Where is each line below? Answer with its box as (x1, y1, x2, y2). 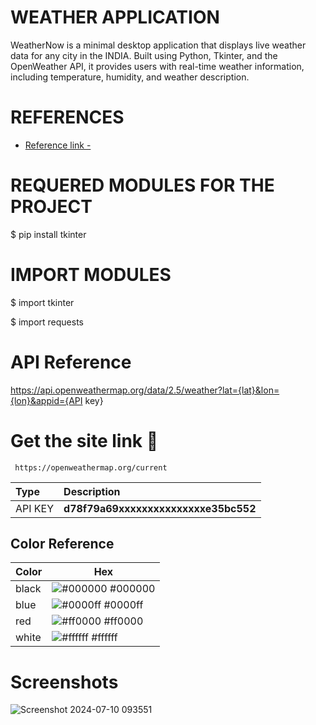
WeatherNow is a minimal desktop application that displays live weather (10, 39, 307, 51)
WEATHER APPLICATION (10, 6, 220, 29)
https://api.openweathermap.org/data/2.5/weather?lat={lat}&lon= (10, 384, 280, 396)
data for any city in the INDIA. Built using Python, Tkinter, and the (10, 49, 278, 61)
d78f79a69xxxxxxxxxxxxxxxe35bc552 (63, 501, 257, 515)
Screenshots (10, 671, 119, 693)
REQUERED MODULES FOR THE (10, 174, 275, 197)
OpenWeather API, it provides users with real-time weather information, (10, 60, 305, 72)
